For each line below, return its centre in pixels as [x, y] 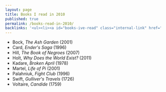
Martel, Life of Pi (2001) [36, 69]
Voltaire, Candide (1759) [37, 84]
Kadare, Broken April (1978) [40, 63]
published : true [22, 19]
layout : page [19, 10]
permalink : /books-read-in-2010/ [40, 23]
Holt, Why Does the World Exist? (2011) [52, 58]
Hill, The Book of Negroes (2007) [46, 53]
